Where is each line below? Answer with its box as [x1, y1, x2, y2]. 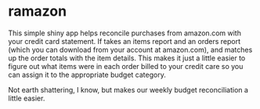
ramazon [8, 2, 67, 20]
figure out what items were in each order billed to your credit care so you [8, 61, 244, 71]
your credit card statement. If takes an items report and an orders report [8, 36, 241, 45]
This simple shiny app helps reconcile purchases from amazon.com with [8, 28, 241, 38]
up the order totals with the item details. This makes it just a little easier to [8, 53, 246, 63]
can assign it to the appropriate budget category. [8, 70, 166, 79]
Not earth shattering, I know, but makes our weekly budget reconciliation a [8, 85, 249, 94]
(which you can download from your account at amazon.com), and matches [8, 45, 253, 54]
